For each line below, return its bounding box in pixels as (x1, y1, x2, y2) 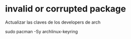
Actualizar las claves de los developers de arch (5, 19, 101, 25)
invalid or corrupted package (5, 3, 127, 14)
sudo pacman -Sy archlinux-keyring (5, 28, 78, 34)
